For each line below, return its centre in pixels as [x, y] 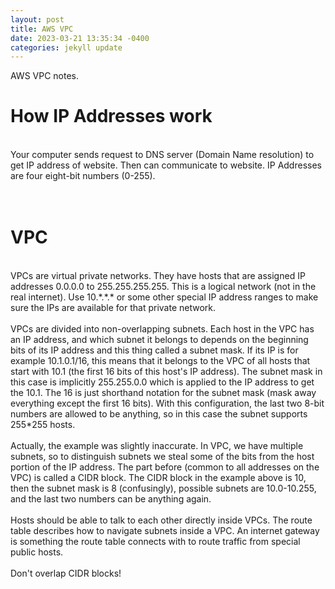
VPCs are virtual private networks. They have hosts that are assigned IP [158, 276]
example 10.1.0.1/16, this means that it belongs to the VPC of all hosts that [160, 361]
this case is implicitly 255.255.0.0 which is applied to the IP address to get [162, 382]
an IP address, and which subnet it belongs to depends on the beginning [159, 340]
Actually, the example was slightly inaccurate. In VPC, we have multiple [157, 446]
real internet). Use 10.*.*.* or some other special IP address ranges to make [164, 297]
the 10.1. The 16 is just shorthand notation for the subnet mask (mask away [163, 393]
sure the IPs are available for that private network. [113, 308]
